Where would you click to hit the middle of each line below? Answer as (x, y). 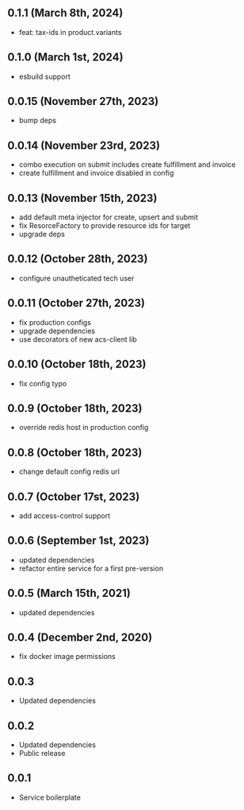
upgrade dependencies (57, 331)
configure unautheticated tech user (76, 278)
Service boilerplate (50, 797)
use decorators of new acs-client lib (78, 339)
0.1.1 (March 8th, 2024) (65, 13)
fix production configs (55, 322)
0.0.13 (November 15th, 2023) (82, 198)
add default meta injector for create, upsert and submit (109, 217)
